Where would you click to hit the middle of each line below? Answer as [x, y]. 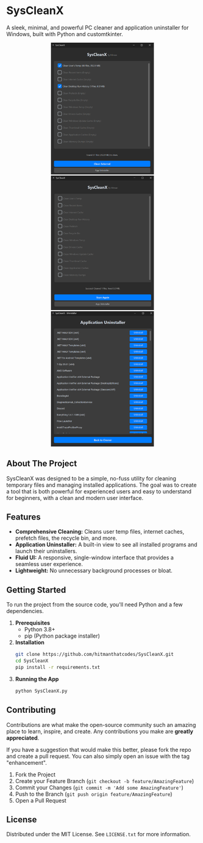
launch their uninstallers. [46, 551]
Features [23, 517]
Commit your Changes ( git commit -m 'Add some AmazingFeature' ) [99, 787]
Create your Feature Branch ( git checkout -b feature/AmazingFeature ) [105, 781]
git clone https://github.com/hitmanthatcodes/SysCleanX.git [94, 655]
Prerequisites [33, 623]
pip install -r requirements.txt [58, 668]
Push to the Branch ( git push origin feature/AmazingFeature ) [94, 794]
